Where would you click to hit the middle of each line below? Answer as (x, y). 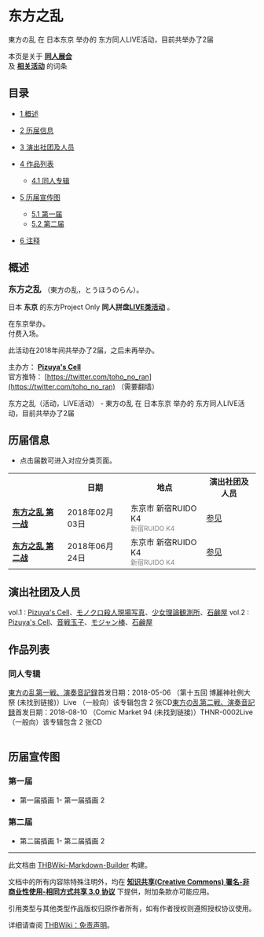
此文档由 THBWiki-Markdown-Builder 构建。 (80, 865)
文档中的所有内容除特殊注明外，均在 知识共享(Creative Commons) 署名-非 (129, 881)
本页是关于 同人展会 (40, 56)
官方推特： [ (28, 376)
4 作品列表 (37, 164)
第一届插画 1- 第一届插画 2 (62, 800)
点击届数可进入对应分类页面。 (68, 460)
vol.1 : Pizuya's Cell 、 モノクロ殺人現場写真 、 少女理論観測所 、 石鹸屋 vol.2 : (129, 612)
